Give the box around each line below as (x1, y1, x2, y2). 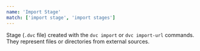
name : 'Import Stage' (6, 8, 61, 15)
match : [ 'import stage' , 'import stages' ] (6, 15, 116, 21)
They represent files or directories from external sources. (6, 38, 150, 45)
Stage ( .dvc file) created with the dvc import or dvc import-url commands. (6, 31, 195, 38)
